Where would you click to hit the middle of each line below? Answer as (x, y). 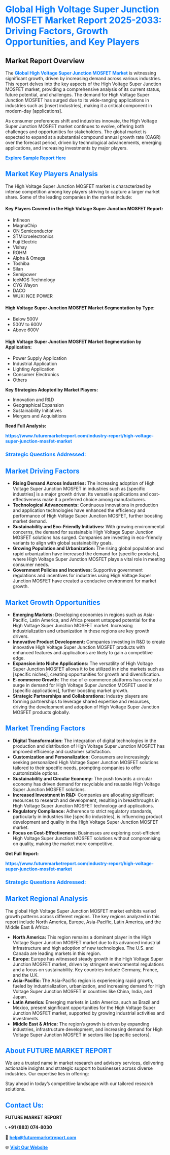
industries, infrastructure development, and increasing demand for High (88, 1029)
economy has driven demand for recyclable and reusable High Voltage (86, 784)
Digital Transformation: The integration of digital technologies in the (84, 741)
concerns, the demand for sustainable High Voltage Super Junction (83, 532)
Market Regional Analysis (47, 899)
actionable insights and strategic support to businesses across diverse (79, 1068)
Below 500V (25, 319)
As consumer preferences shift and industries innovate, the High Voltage (81, 121)
